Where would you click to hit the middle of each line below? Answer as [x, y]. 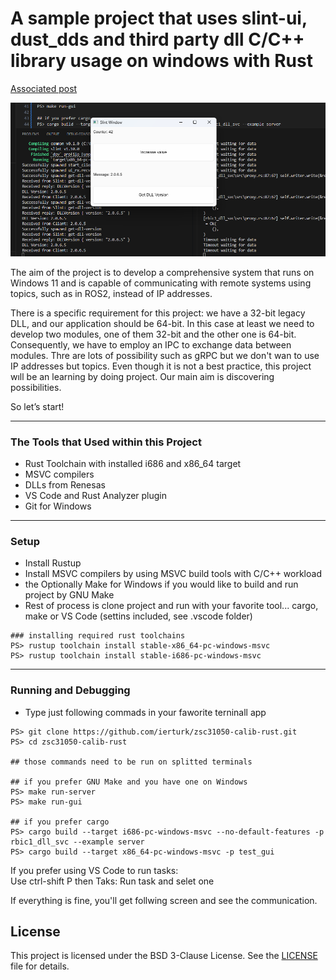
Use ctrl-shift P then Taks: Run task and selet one [112, 881]
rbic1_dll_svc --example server [77, 842]
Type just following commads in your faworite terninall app [145, 712]
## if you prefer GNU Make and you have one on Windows [129, 782]
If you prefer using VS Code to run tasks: [94, 870]
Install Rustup [53, 563]
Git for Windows [58, 506]
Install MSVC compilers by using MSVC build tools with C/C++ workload [173, 574]
